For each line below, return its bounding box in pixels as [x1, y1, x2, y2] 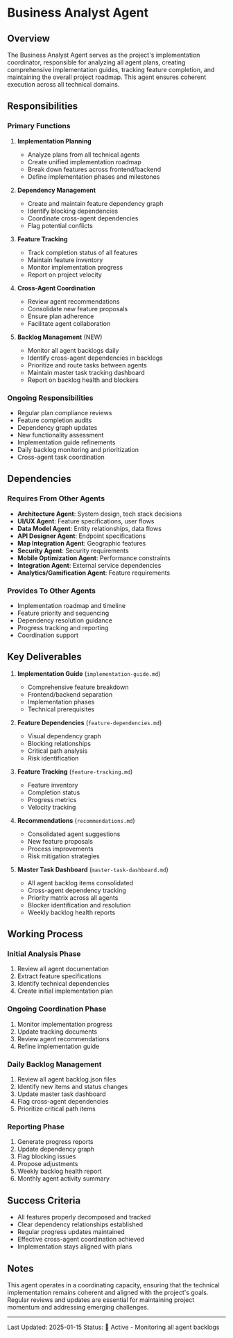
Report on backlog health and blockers [27, 376, 139, 384]
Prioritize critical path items [17, 1104, 96, 1113]
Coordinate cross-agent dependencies [27, 214, 139, 223]
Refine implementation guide [17, 1042, 100, 1050]
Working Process [7, 928, 83, 940]
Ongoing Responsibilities [7, 393, 94, 403]
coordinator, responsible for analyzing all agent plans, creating [7, 58, 186, 67]
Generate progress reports [17, 1138, 94, 1146]
